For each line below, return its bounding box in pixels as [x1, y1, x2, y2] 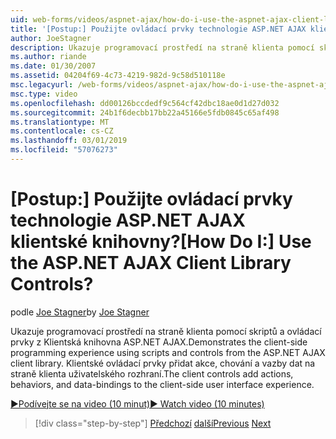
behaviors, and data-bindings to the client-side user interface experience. [10, 378, 315, 390]
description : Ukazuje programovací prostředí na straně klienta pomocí [10, 42, 315, 53]
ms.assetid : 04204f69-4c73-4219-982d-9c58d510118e [10, 71, 226, 81]
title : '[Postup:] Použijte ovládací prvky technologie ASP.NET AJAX [10, 24, 307, 34]
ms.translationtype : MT [10, 117, 110, 127]
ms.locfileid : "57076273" [10, 145, 118, 155]
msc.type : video [10, 89, 78, 99]
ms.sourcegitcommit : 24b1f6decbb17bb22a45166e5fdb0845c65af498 [10, 107, 280, 118]
